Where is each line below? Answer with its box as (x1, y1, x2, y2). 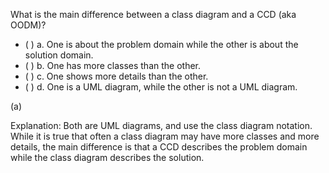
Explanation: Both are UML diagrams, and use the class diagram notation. (10, 120, 313, 131)
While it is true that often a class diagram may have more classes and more (10, 130, 320, 142)
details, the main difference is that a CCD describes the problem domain (10, 141, 308, 153)
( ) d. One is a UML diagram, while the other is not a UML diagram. (24, 81, 298, 93)
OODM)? (10, 19, 47, 31)
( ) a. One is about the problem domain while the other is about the (24, 39, 299, 50)
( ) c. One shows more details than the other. (24, 70, 209, 82)
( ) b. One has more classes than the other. (24, 60, 202, 71)
